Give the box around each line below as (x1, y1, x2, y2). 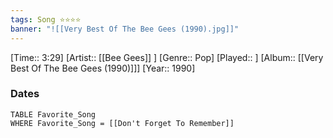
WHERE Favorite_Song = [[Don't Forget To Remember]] (10, 118, 235, 128)
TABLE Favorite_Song (10, 109, 97, 120)
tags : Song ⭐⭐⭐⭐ (10, 14, 82, 25)
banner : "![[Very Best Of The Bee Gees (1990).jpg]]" (10, 24, 240, 34)
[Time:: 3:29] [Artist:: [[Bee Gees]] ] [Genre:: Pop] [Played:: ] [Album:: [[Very (10, 51, 324, 63)
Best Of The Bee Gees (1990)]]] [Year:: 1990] (10, 62, 196, 74)
